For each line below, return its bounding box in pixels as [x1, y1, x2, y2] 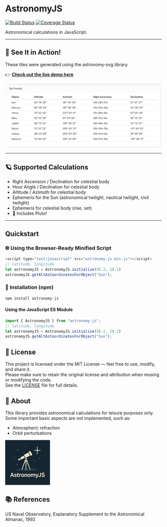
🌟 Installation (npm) [5, 284, 54, 291]
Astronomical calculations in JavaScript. [5, 29, 87, 35]
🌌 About [5, 396, 31, 405]
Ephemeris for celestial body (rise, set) [12, 205, 92, 211]
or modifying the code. [5, 377, 52, 383]
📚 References [5, 495, 50, 504]
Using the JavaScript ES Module [5, 307, 73, 313]
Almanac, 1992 [5, 516, 36, 522]
